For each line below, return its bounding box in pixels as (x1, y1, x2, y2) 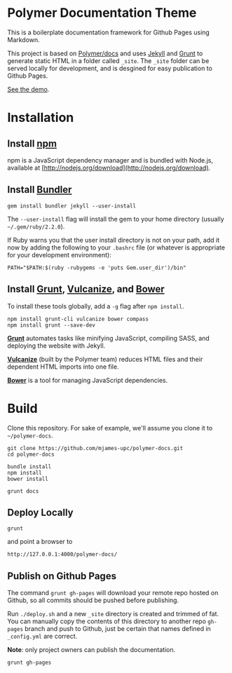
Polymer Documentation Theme (7, 5, 197, 21)
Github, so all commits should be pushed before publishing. (7, 596, 179, 604)
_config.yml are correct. (7, 632, 78, 641)
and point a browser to (7, 538, 73, 546)
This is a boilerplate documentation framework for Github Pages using (7, 28, 210, 36)
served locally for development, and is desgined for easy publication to (7, 64, 212, 72)
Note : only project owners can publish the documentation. (7, 646, 176, 654)
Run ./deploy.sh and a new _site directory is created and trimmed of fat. (7, 610, 219, 618)
